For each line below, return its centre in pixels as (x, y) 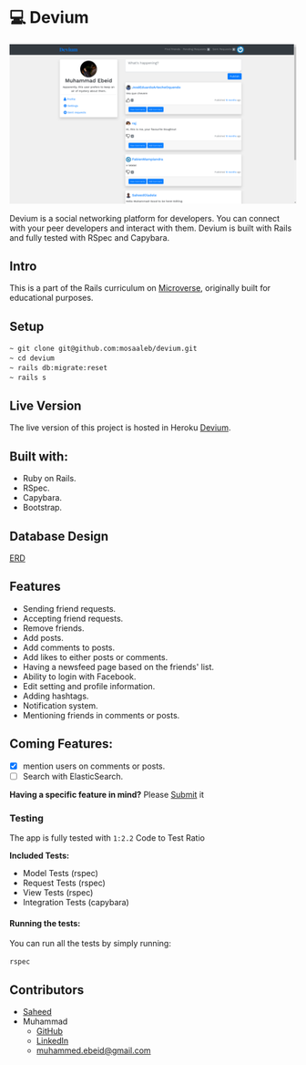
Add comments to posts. (69, 647)
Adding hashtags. (56, 696)
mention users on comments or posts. (94, 766)
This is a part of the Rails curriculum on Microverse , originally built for (140, 288)
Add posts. (43, 637)
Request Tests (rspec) (64, 883)
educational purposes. (51, 298)
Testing (26, 818)
